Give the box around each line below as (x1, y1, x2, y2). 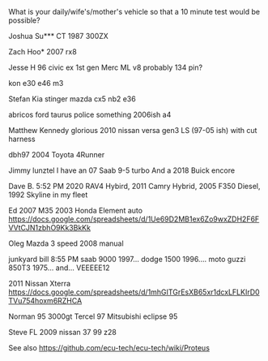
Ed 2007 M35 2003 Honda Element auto (8, 206, 143, 215)
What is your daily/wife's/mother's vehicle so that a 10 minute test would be (8, 7, 261, 16)
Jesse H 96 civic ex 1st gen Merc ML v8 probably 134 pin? (8, 62, 203, 72)
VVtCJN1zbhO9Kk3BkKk (8, 223, 91, 232)
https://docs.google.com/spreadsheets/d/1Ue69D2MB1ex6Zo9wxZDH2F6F (8, 214, 260, 224)
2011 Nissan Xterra (8, 279, 71, 288)
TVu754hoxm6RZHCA (8, 296, 83, 305)
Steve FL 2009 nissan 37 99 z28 (8, 328, 117, 337)
